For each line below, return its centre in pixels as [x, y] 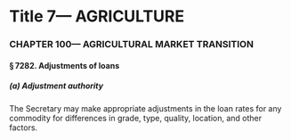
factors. [24, 128]
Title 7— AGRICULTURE [97, 16]
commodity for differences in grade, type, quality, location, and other [136, 118]
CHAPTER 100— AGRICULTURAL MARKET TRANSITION [131, 45]
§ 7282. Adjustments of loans [65, 65]
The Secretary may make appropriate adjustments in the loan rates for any [145, 108]
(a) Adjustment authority [57, 86]
